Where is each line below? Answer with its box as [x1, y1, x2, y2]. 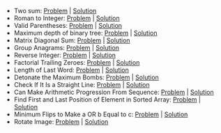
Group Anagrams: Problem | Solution [13, 44, 120, 52]
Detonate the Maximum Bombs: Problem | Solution [13, 73, 159, 81]
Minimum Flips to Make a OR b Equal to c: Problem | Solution [13, 110, 188, 118]
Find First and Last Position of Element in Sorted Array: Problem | [13, 95, 201, 104]
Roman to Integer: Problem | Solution [13, 14, 120, 22]
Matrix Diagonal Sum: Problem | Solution [13, 36, 130, 45]
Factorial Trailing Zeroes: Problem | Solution [13, 58, 140, 66]
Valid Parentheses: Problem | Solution [13, 22, 123, 29]
